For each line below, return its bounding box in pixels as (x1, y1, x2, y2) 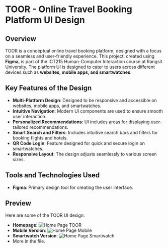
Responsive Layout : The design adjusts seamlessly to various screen (12, 151, 157, 157)
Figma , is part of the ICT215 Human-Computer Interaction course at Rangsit (5, 59, 162, 64)
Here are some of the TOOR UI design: (5, 212, 85, 218)
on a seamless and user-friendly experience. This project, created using (5, 53, 155, 59)
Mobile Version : (12, 227, 47, 233)
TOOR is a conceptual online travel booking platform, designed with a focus (5, 48, 162, 54)
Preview (5, 199, 32, 208)
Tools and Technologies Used (5, 171, 100, 180)
